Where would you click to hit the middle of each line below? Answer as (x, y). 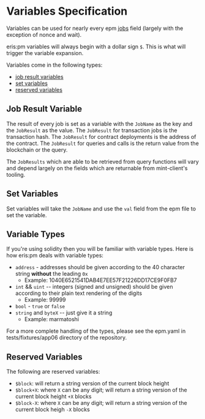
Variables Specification (67, 11)
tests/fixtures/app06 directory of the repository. (67, 338)
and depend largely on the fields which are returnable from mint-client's (97, 168)
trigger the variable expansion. (45, 53)
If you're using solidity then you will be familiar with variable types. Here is (100, 249)
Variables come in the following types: (54, 65)
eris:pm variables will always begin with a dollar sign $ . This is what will (96, 46)
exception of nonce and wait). (44, 34)
